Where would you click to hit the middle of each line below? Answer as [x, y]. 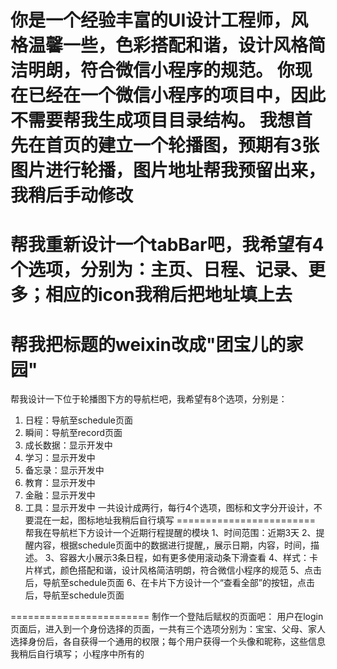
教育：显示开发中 [60, 483]
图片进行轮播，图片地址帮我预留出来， [168, 170]
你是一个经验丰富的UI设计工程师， [151, 20]
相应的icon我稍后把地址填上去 [169, 295]
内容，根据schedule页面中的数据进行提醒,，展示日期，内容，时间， [172, 545]
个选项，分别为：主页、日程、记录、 [159, 270]
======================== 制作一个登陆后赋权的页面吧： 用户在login [167, 617]
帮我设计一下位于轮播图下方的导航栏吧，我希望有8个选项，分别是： [149, 399]
